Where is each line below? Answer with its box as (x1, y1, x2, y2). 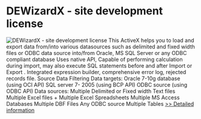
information (6, 106, 35, 114)
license (6, 17, 44, 30)
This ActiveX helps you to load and (108, 36, 194, 44)
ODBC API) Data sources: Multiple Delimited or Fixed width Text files (6, 87, 176, 94)
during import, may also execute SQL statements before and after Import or (6, 62, 193, 69)
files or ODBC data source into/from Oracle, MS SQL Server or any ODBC (6, 49, 187, 56)
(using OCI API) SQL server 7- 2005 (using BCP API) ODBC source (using (6, 81, 188, 88)
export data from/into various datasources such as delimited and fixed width (6, 43, 195, 50)
